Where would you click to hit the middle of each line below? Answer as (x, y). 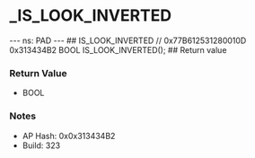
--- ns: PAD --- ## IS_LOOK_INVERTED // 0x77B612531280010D (128, 40)
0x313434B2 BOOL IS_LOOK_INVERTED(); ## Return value (118, 49)
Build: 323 (41, 145)
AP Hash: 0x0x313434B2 (69, 136)
